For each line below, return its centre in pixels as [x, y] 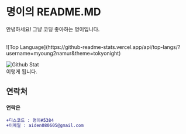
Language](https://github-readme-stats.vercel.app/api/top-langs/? [100, 47]
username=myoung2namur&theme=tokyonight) [63, 53]
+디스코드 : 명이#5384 [30, 120]
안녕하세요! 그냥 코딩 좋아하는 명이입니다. [53, 29]
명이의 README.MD [54, 12]
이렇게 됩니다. [22, 71]
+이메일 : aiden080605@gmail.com [45, 126]
